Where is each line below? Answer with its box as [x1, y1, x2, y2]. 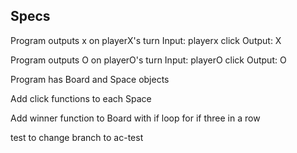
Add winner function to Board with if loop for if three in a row [10, 112, 261, 124]
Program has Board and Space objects [10, 73, 170, 85]
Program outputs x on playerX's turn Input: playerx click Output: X [10, 34, 282, 46]
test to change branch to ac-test [10, 131, 144, 143]
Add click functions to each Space [10, 92, 152, 104]
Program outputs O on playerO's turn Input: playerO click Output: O [10, 54, 287, 66]
